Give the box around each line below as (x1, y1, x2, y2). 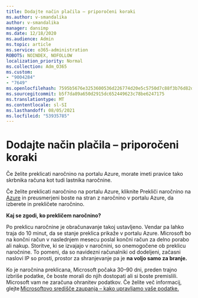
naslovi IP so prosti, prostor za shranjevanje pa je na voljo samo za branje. (6, 255, 187, 262)
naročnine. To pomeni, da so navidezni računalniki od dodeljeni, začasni (6, 248, 181, 256)
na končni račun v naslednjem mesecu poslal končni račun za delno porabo (6, 236, 190, 243)
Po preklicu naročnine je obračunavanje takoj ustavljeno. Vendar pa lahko (6, 224, 184, 231)
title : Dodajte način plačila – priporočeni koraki (6, 8, 136, 15)
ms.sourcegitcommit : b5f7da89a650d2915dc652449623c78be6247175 (6, 91, 165, 97)
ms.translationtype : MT (6, 96, 65, 102)
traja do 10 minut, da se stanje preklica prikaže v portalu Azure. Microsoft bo (6, 230, 192, 237)
